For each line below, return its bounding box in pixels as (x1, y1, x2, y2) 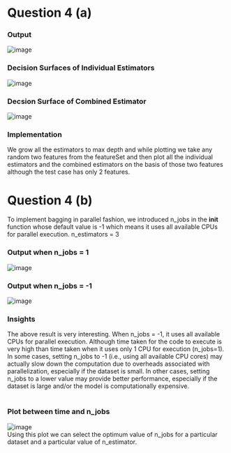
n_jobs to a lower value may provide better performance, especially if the (7, 375, 218, 383)
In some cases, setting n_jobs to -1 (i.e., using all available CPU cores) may (7, 352, 223, 361)
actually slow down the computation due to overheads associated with (7, 359, 211, 368)
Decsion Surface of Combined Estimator (7, 96, 147, 106)
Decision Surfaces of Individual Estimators (7, 63, 155, 73)
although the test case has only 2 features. (7, 168, 131, 176)
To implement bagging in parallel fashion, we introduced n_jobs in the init (7, 215, 218, 224)
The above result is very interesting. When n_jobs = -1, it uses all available (7, 330, 221, 339)
